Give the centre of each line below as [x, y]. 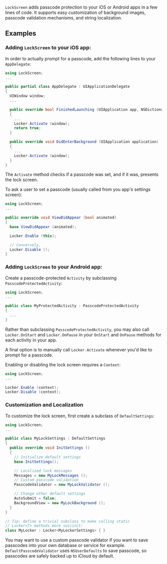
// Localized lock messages [43, 471]
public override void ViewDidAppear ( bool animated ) [61, 218]
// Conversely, [25, 245]
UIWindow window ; [28, 96]
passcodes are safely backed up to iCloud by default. [60, 556]
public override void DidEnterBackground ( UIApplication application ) [84, 142]
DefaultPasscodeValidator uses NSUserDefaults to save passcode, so [76, 551]
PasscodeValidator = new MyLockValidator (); [62, 485]
